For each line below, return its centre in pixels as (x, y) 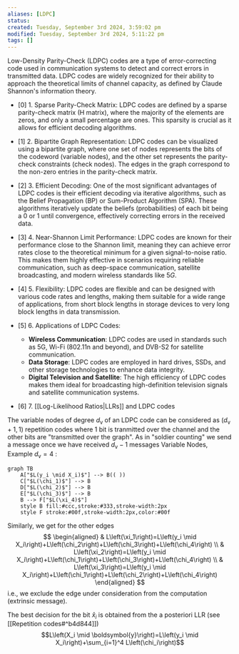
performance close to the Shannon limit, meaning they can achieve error (124, 245)
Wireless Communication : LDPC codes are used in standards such (127, 339)
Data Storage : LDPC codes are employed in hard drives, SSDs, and (127, 362)
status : (19, 21)
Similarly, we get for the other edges (61, 526)
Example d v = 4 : (32, 455)
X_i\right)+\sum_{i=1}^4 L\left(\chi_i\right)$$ (120, 643)
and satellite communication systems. (84, 392)
